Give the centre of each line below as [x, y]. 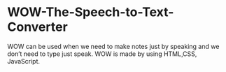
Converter [37, 27]
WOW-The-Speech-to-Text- [91, 12]
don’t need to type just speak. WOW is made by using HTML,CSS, [102, 54]
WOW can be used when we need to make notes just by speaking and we [113, 46]
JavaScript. [24, 61]
